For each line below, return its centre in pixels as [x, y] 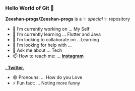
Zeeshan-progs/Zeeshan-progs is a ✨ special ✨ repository [68, 19]
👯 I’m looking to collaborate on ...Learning [56, 40]
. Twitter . [15, 68]
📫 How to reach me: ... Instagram [48, 56]
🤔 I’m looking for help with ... [42, 45]
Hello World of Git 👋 [30, 8]
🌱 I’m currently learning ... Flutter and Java [57, 34]
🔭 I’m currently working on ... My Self [51, 29]
